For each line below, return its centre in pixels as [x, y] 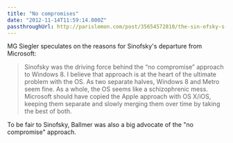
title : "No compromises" [43, 14]
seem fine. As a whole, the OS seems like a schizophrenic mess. [116, 89]
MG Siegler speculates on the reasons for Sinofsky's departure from [105, 47]
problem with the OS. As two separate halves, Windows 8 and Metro [122, 82]
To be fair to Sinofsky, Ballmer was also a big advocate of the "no [101, 125]
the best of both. [48, 111]
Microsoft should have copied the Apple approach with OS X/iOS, [118, 96]
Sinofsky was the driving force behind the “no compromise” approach [124, 67]
